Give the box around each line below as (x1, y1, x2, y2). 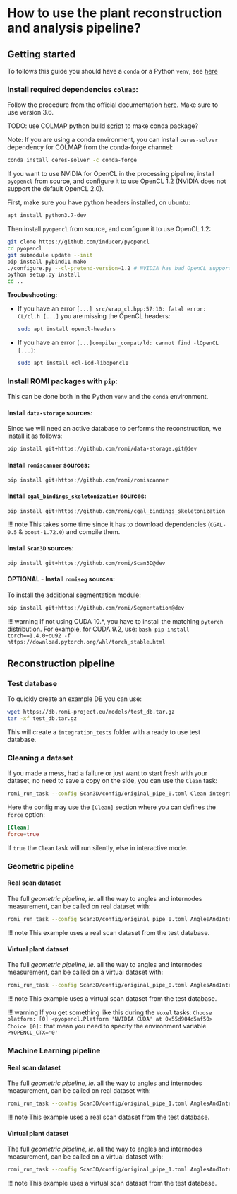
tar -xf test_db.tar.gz (7, 715, 78, 722)
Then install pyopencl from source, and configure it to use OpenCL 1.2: (7, 225, 212, 233)
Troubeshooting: (7, 291, 58, 299)
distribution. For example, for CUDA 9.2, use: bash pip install (7, 625, 190, 633)
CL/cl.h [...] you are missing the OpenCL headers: (17, 312, 171, 320)
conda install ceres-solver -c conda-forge (7, 157, 138, 164)
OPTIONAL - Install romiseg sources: (7, 575, 115, 584)
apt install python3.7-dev (7, 212, 87, 219)
